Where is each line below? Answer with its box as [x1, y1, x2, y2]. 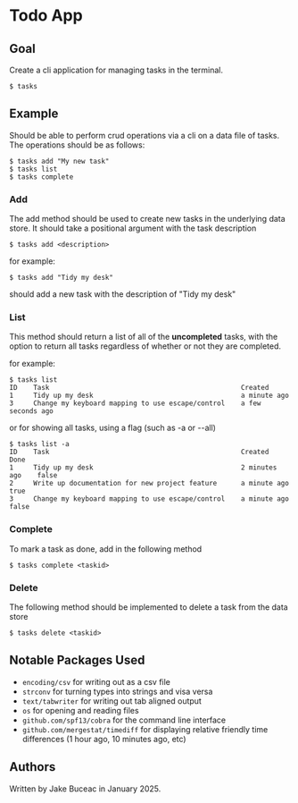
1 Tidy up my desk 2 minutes [9, 463, 277, 472]
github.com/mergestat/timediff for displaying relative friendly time [21, 723, 269, 734]
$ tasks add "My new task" [9, 156, 110, 165]
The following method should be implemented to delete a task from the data [9, 602, 288, 613]
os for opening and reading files [21, 705, 140, 715]
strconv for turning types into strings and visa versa [21, 686, 213, 697]
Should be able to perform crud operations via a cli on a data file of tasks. [9, 130, 280, 140]
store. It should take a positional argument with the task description [9, 223, 257, 233]
